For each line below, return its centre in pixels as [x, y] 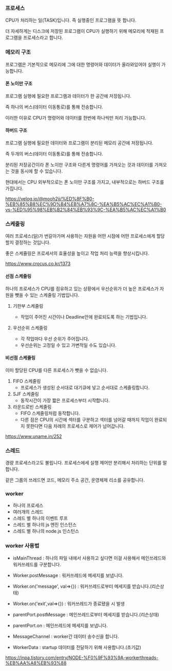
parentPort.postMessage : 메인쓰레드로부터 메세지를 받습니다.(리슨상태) [86, 614]
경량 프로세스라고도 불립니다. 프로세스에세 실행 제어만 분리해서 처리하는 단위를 [83, 463]
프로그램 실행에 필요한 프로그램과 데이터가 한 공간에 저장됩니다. [69, 96]
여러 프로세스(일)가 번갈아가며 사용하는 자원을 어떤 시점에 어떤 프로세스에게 [80, 236]
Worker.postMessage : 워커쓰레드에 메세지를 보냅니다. [68, 575]
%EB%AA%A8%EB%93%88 [36, 663]
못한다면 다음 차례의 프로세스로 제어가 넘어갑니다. [75, 426]
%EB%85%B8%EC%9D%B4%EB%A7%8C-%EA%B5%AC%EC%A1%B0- [84, 204]
